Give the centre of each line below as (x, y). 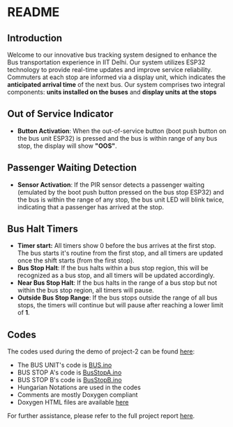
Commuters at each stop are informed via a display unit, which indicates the (116, 77)
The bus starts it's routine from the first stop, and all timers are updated (120, 253)
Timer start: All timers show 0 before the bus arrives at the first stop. (116, 246)
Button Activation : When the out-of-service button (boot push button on (122, 131)
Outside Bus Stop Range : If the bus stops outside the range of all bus (117, 297)
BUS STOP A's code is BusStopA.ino (69, 372)
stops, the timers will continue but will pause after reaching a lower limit (120, 305)
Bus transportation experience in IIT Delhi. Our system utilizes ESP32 (106, 62)
